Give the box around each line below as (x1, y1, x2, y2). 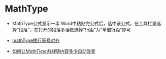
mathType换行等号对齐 (12, 37, 60, 43)
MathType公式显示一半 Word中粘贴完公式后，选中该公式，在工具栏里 (12, 20, 157, 26)
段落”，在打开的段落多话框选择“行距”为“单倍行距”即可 (18, 26, 131, 33)
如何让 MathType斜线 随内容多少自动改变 (12, 48, 96, 54)
